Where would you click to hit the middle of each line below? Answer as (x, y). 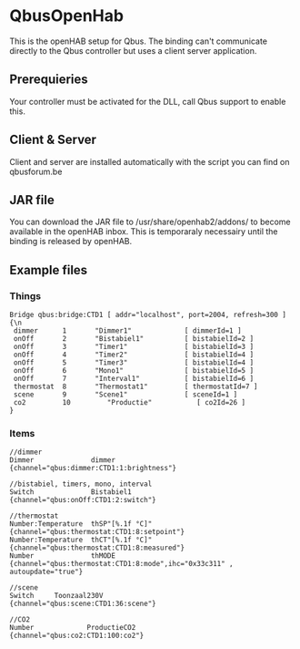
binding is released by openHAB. (71, 242)
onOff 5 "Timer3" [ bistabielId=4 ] (134, 363)
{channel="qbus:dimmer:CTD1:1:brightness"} (93, 469)
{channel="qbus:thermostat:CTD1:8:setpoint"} (97, 532)
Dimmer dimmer (63, 460)
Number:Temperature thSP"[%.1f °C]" (81, 524)
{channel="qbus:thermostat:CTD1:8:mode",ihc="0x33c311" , (121, 564)
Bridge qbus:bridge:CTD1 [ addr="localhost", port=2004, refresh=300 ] (148, 315)
